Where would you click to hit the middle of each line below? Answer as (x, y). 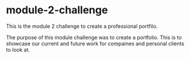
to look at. (18, 49)
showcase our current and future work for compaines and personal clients (95, 43)
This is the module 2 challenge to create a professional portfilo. (82, 26)
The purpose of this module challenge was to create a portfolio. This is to (94, 37)
